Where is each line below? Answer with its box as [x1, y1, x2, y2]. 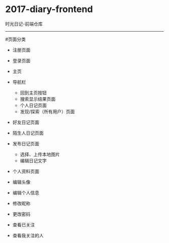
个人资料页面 [12, 168, 39, 174]
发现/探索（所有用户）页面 [20, 108, 75, 114]
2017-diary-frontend [5, 4, 93, 15]
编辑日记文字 [20, 157, 47, 164]
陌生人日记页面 [12, 130, 44, 136]
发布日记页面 [12, 140, 39, 146]
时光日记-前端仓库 [5, 21, 43, 27]
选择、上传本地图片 [20, 151, 60, 157]
